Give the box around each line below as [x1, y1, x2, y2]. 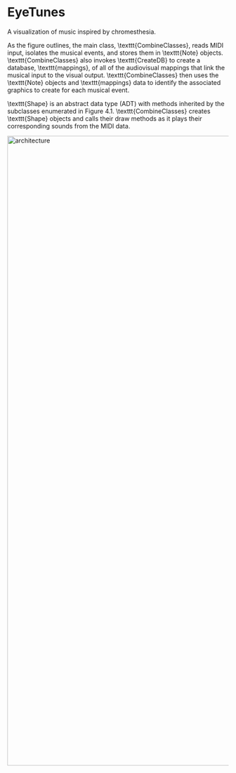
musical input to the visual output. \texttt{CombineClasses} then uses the [7, 71, 219, 79]
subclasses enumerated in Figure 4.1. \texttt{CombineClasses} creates [7, 107, 211, 115]
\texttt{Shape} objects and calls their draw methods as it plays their [7, 114, 202, 123]
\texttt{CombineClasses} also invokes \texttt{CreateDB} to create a [7, 55, 201, 64]
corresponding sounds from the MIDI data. [7, 121, 131, 130]
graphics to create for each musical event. [7, 86, 130, 94]
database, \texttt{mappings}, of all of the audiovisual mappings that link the [7, 63, 225, 72]
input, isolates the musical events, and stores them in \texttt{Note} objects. [7, 48, 223, 57]
